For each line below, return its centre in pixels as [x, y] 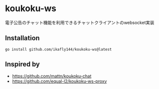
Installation [22, 38]
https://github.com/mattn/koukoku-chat [52, 76]
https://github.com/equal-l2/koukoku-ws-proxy [59, 81]
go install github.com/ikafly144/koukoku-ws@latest [58, 49]
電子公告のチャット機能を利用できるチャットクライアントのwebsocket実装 [80, 22]
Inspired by [22, 64]
